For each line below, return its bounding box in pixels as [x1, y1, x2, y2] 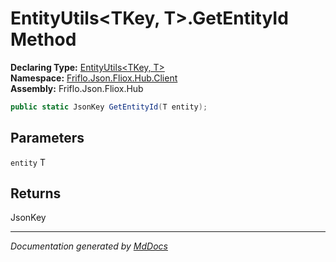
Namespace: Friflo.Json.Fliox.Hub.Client [10, 72, 178, 84]
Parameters [10, 130, 85, 147]
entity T [10, 156, 46, 168]
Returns [10, 185, 62, 202]
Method [10, 28, 77, 51]
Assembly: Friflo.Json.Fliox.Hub [10, 82, 144, 94]
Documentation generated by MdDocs [10, 240, 168, 252]
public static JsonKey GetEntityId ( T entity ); [10, 102, 208, 112]
